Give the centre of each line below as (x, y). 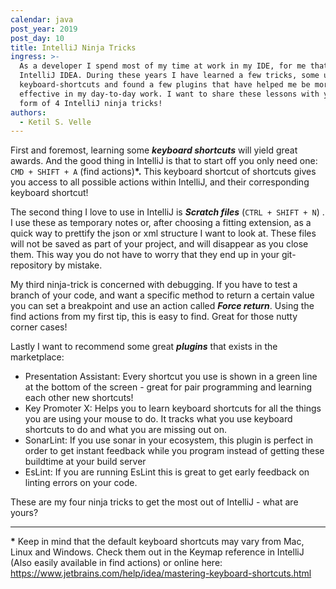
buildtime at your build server (85, 462)
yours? (24, 513)
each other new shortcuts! (79, 398)
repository (31, 265)
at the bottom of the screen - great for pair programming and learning (168, 387)
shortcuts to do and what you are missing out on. (125, 430)
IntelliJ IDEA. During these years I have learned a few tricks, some (169, 76)
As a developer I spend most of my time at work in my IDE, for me (163, 66)
